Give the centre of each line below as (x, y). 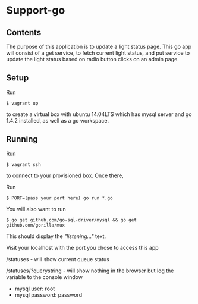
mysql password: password (48, 294)
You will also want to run (36, 209)
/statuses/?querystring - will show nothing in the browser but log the (90, 271)
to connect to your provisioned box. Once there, (65, 175)
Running (22, 140)
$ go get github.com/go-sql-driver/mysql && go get (71, 220)
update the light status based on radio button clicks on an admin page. (93, 59)
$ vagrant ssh (24, 164)
